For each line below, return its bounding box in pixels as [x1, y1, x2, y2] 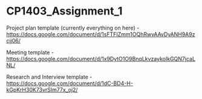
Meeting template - [6, 48, 54, 56]
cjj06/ [6, 37, 21, 44]
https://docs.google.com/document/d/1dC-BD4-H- [6, 80, 133, 87]
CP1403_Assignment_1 [6, 4, 123, 18]
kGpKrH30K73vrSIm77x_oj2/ [6, 86, 78, 93]
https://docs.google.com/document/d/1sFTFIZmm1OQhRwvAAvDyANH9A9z [6, 30, 195, 37]
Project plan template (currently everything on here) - [6, 24, 140, 31]
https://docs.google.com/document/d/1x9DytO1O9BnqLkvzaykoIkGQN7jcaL [6, 55, 195, 62]
